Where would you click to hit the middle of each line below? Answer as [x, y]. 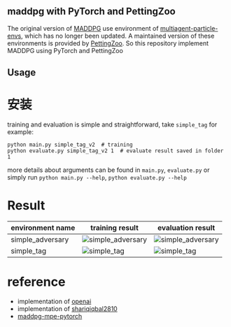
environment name [43, 228]
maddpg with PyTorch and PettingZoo [92, 12]
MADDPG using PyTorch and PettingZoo [65, 50]
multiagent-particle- [189, 28]
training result [114, 228]
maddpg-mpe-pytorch [50, 317]
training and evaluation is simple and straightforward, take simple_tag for [112, 124]
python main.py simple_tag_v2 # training [70, 145]
